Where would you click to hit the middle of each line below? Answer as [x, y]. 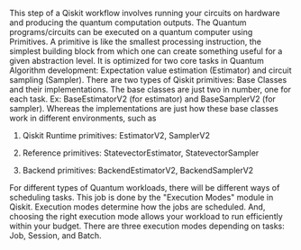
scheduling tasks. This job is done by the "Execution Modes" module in [141, 197]
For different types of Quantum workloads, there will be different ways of [145, 187]
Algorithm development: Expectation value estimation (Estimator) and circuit [150, 70]
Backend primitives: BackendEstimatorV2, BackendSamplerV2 [138, 170]
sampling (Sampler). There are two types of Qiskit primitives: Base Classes [148, 80]
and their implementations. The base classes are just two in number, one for [150, 89]
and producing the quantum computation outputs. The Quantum [128, 22]
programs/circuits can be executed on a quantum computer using [131, 32]
